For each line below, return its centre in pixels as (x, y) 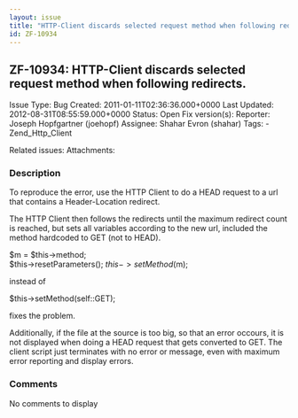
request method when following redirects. (128, 84)
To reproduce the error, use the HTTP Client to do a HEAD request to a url (144, 192)
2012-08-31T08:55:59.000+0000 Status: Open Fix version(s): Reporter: (140, 114)
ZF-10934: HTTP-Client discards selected (128, 70)
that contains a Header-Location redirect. (85, 202)
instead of (27, 282)
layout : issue (35, 17)
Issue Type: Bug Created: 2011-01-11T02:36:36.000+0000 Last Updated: (141, 105)
